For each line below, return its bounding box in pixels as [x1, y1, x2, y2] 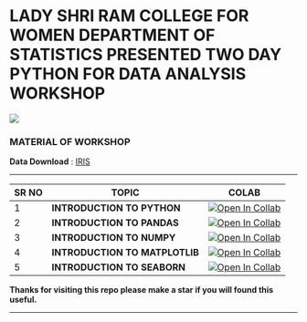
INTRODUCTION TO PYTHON [51, 202, 181, 214]
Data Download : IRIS [9, 156, 90, 167]
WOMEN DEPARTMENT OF [9, 25, 216, 46]
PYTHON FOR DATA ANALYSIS [9, 64, 247, 85]
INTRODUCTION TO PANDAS [51, 216, 180, 229]
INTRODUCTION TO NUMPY [51, 232, 176, 244]
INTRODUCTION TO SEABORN [51, 261, 185, 274]
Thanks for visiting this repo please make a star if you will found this [9, 285, 274, 296]
